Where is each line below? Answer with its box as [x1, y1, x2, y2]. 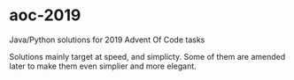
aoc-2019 [9, 5, 81, 25]
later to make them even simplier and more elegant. [9, 61, 197, 71]
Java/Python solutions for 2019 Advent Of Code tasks [9, 34, 205, 45]
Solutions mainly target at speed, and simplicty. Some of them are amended [9, 51, 286, 62]
